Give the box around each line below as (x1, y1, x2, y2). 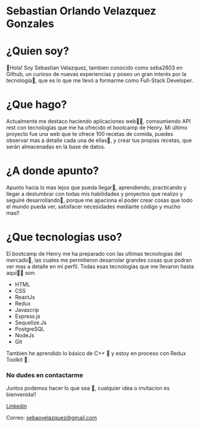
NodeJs (14, 331, 35, 339)
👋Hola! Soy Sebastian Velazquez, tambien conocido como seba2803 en (6, 64, 183, 71)
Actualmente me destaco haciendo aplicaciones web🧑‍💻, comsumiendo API (6, 118, 191, 125)
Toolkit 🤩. (6, 356, 29, 363)
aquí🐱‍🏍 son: (6, 269, 36, 276)
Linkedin (6, 402, 27, 410)
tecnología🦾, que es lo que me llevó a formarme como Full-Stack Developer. (6, 77, 193, 84)
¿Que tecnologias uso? (6, 231, 122, 244)
